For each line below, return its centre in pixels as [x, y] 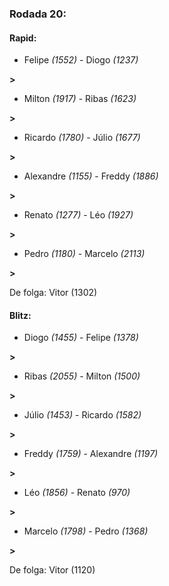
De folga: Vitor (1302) [53, 293]
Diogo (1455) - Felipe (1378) [81, 338]
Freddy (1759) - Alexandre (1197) [91, 454]
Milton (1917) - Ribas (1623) [80, 99]
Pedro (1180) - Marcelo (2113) [84, 254]
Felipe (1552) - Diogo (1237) [81, 60]
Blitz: [20, 315]
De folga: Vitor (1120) [52, 570]
